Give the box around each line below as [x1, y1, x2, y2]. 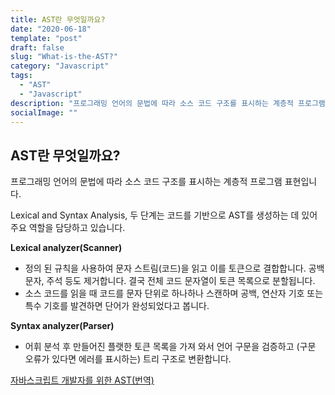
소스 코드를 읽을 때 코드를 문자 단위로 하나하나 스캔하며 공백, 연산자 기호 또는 [24, 287, 324, 300]
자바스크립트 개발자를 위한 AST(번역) [10, 374, 155, 386]
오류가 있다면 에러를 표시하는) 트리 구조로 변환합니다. [24, 353, 232, 365]
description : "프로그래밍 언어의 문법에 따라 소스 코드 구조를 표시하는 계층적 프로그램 [10, 98, 326, 108]
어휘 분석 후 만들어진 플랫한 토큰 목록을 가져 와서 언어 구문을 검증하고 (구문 [24, 341, 317, 353]
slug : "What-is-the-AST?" [10, 52, 118, 62]
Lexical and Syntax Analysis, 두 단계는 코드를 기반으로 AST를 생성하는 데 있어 [10, 209, 318, 221]
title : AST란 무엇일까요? [10, 14, 106, 25]
